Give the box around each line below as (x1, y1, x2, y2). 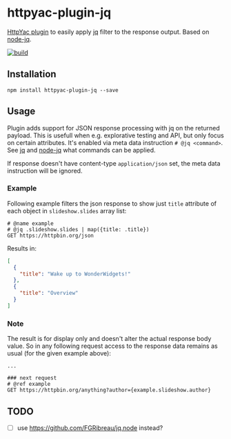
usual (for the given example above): (7, 349, 112, 358)
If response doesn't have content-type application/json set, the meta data (7, 159, 221, 167)
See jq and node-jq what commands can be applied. (7, 146, 157, 154)
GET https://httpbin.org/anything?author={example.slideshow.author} (7, 387, 212, 394)
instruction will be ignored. (7, 166, 83, 175)
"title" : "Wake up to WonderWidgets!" (19, 271, 131, 277)
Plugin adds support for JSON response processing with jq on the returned (7, 124, 220, 132)
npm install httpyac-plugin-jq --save (7, 86, 119, 94)
